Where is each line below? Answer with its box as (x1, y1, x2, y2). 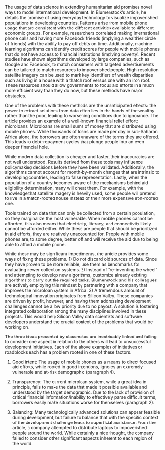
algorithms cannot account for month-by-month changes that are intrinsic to (5, 169, 160, 175)
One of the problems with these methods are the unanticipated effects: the (5, 103, 156, 108)
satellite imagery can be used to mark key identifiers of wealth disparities (5, 72, 153, 78)
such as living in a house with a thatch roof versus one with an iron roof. (5, 77, 151, 83)
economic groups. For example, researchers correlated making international (5, 30, 159, 36)
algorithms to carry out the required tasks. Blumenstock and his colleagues (5, 277, 157, 283)
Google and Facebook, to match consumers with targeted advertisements (5, 61, 154, 67)
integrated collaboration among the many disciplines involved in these (5, 309, 147, 314)
